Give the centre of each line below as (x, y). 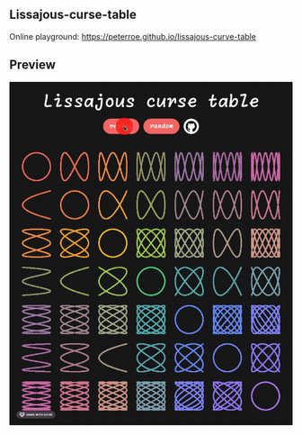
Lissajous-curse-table (73, 15)
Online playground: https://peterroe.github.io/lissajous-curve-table (133, 36)
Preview (33, 65)
